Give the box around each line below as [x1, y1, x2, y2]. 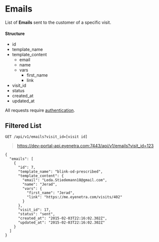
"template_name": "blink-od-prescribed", [17, 169, 103, 174]
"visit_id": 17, [17, 207, 51, 212]
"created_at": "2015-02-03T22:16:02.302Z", [17, 216, 108, 221]
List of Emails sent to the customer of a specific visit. [5, 19, 111, 25]
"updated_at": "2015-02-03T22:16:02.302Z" [17, 220, 105, 225]
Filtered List [5, 121, 42, 129]
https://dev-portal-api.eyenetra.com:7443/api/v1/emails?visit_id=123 [16, 143, 154, 148]
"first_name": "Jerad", [26, 190, 75, 195]
